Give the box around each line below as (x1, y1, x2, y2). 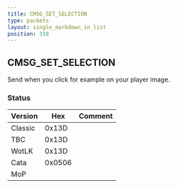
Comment (78, 111, 113, 121)
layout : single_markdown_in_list (7, 23, 107, 31)
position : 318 (7, 30, 50, 38)
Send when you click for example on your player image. (7, 75, 171, 84)
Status (7, 93, 31, 103)
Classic (11, 123, 36, 133)
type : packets (7, 17, 50, 24)
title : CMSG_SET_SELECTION (7, 10, 87, 18)
